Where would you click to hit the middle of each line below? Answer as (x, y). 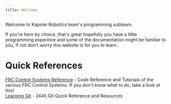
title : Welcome (21, 10)
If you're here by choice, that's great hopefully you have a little (71, 34)
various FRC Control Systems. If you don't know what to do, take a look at (83, 85)
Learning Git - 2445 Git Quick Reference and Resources (64, 96)
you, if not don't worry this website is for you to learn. (62, 45)
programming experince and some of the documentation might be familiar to (86, 40)
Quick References (44, 65)
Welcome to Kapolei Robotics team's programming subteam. (69, 24)
